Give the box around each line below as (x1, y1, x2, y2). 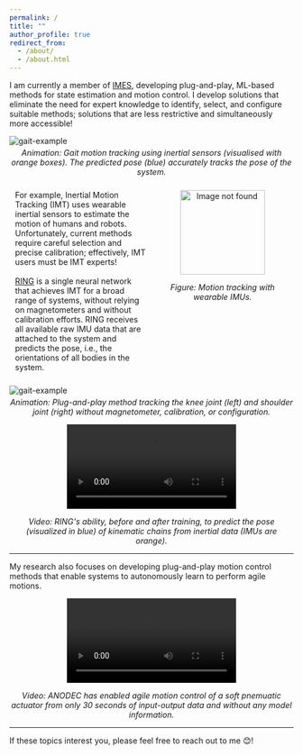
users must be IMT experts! (14, 257, 117, 267)
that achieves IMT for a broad (14, 286, 124, 296)
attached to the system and (14, 333, 117, 343)
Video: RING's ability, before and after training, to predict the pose (28, 516, 275, 527)
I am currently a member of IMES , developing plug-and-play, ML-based (9, 80, 275, 90)
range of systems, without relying (14, 295, 140, 305)
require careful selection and (14, 238, 122, 248)
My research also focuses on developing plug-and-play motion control (9, 561, 272, 572)
